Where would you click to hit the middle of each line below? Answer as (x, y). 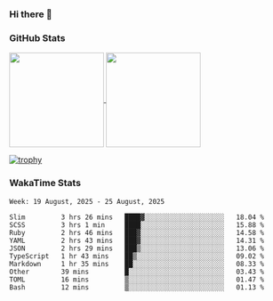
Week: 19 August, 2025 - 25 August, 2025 (87, 201)
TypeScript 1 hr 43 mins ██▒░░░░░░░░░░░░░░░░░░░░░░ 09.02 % (137, 256)
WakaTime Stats (45, 183)
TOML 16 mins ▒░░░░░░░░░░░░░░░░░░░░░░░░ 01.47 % (137, 280)
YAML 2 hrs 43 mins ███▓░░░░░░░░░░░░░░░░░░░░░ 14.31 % (137, 240)
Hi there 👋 (31, 14)
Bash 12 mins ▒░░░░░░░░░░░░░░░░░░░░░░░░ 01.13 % (137, 287)
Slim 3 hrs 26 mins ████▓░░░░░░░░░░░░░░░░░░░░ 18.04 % (137, 217)
